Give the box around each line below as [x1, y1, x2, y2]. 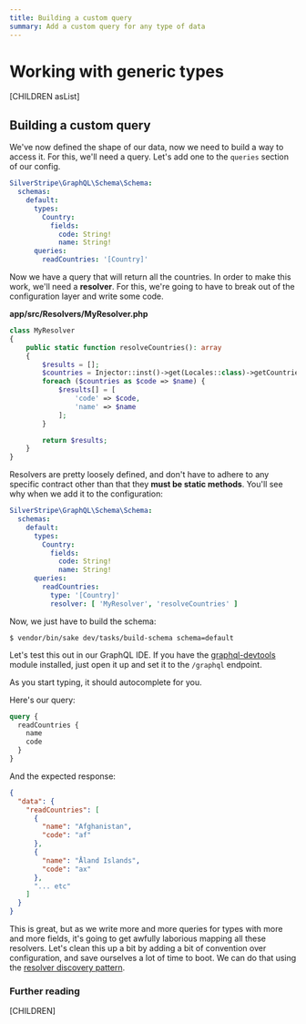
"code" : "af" [42, 831, 92, 840]
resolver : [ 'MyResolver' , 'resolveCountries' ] [49, 599, 239, 609]
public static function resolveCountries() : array [25, 343, 222, 352]
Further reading [9, 985, 80, 998]
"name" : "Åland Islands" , [42, 855, 141, 865]
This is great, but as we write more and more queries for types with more [9, 924, 283, 934]
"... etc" [33, 881, 71, 891]
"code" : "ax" [42, 865, 92, 874]
